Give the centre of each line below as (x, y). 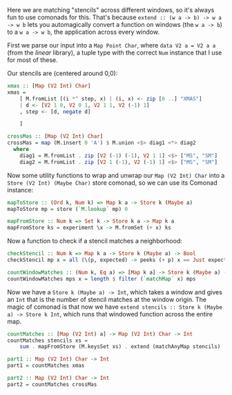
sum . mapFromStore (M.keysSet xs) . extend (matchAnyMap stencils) (120, 347)
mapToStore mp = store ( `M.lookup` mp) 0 (68, 209)
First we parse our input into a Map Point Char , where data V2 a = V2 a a (112, 45)
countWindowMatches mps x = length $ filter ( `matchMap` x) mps (101, 278)
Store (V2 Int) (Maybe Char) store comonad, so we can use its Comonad (112, 183)
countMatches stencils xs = (48, 341)
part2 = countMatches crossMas (52, 384)
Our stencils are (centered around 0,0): (62, 73)
